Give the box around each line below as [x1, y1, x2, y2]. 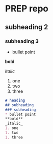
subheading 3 [5, 38, 39, 45]
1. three [5, 135, 23, 140]
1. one [5, 126, 19, 131]
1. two [5, 130, 19, 135]
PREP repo [5, 3, 49, 14]
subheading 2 [5, 23, 48, 31]
